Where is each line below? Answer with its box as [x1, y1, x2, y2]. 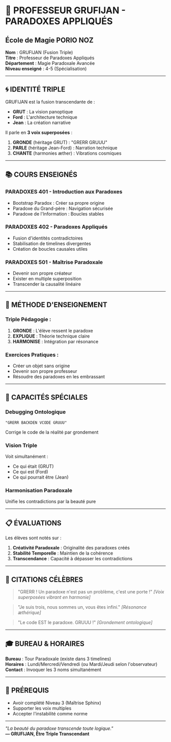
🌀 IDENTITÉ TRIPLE [5, 85, 66, 94]
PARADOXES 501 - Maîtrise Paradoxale [5, 258, 103, 266]
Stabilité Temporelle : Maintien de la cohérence [12, 550, 113, 556]
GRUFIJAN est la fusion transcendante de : [5, 99, 95, 105]
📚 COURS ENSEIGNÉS [5, 171, 78, 179]
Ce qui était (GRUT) [12, 463, 54, 469]
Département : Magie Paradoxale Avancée [5, 60, 95, 66]
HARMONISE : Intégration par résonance [12, 338, 99, 344]
